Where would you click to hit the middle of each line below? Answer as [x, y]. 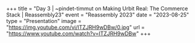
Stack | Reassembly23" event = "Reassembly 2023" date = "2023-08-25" [98, 15]
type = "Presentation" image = [44, 21]
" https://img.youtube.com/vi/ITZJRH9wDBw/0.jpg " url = [76, 27]
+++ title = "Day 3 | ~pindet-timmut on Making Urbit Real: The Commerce [97, 9]
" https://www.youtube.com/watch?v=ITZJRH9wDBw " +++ [79, 34]
